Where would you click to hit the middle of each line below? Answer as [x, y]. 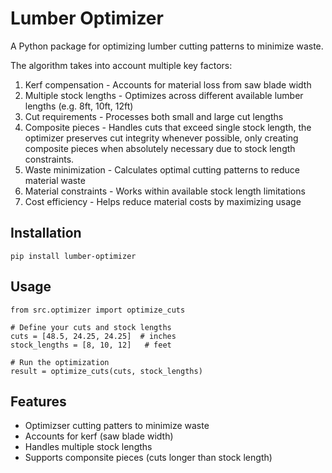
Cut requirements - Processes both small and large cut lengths [154, 116]
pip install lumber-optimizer [73, 256]
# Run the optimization [60, 362]
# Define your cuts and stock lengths [91, 327]
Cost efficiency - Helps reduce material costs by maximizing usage [163, 201]
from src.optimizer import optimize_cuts [98, 310]
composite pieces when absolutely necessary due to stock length [160, 148]
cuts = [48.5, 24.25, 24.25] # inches [93, 336]
